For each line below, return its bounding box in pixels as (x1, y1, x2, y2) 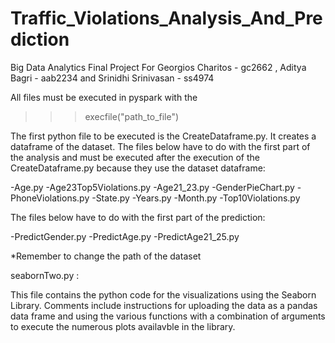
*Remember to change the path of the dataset (10, 250, 202, 262)
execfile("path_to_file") (84, 110, 180, 122)
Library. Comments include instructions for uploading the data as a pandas (10, 299, 318, 311)
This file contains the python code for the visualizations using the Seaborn (10, 288, 317, 301)
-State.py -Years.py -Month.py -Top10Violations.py (91, 192, 301, 204)
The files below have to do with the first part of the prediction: (10, 211, 266, 223)
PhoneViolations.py (10, 192, 90, 204)
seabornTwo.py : (10, 269, 80, 281)
